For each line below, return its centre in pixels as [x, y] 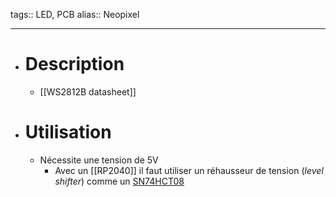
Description [74, 64]
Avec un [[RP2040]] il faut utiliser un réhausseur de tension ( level [189, 170]
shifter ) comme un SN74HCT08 [119, 181]
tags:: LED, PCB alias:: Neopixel [75, 14]
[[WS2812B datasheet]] [88, 91]
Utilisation [68, 132]
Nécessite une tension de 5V [99, 160]
